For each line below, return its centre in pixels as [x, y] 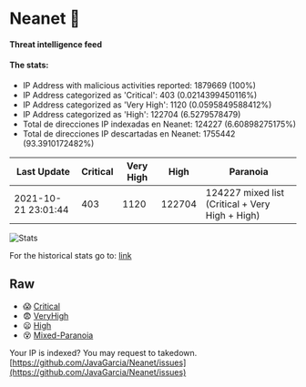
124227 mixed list [245, 192]
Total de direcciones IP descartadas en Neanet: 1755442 [129, 133]
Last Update [44, 171]
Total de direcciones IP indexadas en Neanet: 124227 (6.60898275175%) [159, 124]
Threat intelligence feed [56, 44]
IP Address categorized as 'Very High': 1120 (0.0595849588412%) [147, 105]
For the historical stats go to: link [71, 255]
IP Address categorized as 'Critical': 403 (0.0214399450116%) [140, 95]
